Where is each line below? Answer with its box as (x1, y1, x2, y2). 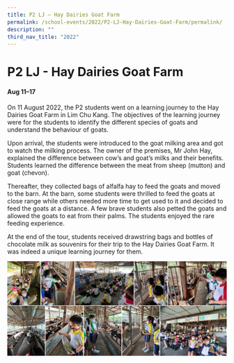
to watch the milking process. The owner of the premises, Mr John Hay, (7, 146, 213, 155)
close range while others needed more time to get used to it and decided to (7, 196, 224, 205)
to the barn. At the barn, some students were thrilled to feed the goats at (7, 189, 215, 198)
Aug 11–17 (7, 88, 36, 96)
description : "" (7, 26, 54, 33)
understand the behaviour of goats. (7, 125, 109, 134)
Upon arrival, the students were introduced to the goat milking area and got (7, 139, 224, 147)
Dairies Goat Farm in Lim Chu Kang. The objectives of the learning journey (7, 110, 221, 118)
